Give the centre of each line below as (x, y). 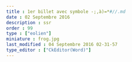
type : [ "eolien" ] (29, 34)
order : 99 (20, 28)
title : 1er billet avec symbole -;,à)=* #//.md (66, 12)
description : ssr (29, 22)
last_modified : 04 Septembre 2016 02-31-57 (62, 45)
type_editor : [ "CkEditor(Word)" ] (49, 50)
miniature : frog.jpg (33, 39)
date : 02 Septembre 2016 (38, 17)
